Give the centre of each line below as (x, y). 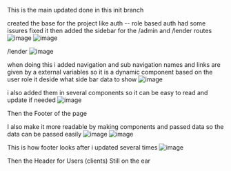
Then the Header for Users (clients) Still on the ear (79, 161)
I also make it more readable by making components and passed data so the (115, 127)
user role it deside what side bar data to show (72, 79)
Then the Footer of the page (47, 113)
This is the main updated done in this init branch (76, 10)
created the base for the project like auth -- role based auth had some (107, 23)
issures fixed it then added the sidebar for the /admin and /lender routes (110, 31)
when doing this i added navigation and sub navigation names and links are (114, 64)
